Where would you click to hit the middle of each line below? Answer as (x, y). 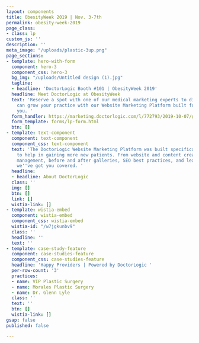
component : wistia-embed (42, 216)
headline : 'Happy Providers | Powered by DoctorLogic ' (82, 265)
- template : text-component (41, 133)
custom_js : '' (24, 39)
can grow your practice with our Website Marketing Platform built (102, 105)
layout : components (30, 12)
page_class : (21, 28)
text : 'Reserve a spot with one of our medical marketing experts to (99, 100)
